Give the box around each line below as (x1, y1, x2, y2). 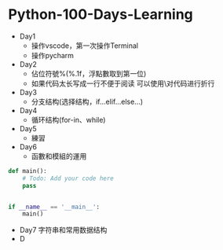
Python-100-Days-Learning (8, 6, 194, 24)
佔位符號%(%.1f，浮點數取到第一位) (31, 68, 147, 78)
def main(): (8, 167, 47, 175)
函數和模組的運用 (31, 151, 87, 160)
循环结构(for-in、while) (31, 115, 106, 124)
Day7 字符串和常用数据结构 (19, 226, 108, 235)
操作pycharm (31, 50, 75, 60)
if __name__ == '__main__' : (8, 203, 101, 211)
